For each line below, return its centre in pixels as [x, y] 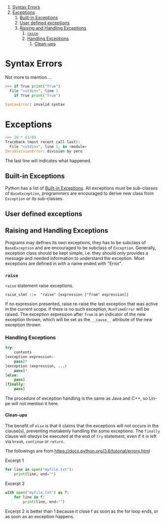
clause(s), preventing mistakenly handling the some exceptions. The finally [82, 431]
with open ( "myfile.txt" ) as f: [37, 493]
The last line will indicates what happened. [48, 161]
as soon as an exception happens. [40, 516]
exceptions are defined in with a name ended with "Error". [64, 263]
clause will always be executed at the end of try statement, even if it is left [81, 436]
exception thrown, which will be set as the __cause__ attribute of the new [79, 320]
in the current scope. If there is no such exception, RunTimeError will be [77, 309]
